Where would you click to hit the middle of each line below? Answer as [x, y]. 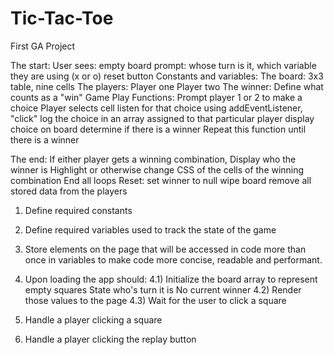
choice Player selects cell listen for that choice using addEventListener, [156, 108]
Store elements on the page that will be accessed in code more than [165, 249]
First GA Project [43, 46]
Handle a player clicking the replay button [110, 339]
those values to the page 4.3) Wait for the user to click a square [155, 300]
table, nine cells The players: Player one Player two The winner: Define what [167, 86]
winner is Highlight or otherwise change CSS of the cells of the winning [157, 169]
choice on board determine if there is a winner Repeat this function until [158, 129]
